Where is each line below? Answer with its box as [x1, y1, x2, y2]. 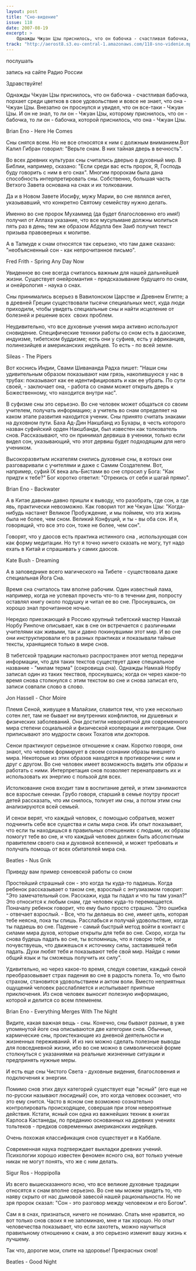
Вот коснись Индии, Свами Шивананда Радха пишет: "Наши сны [6, 364, 167, 371]
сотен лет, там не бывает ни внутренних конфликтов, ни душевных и [6, 712, 178, 719]
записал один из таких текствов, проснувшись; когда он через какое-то [6, 670, 187, 677]
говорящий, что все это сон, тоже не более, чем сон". [6, 522, 141, 529]
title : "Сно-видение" [6, 14, 59, 20]
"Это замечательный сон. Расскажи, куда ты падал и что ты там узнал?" [6, 892, 188, 899]
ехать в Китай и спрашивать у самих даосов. [6, 545, 119, 552]
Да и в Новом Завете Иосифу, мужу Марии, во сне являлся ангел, [6, 193, 172, 200]
